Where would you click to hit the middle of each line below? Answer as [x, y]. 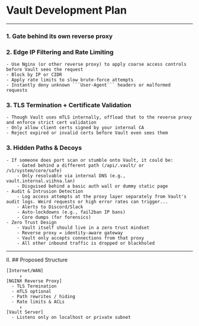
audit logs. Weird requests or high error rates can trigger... [87, 202]
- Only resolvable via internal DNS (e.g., [71, 175]
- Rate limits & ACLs [38, 302]
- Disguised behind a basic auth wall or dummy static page [92, 186]
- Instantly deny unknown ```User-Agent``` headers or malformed [88, 85]
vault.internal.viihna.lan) [41, 181]
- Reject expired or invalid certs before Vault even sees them [87, 133]
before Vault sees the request [45, 70]
